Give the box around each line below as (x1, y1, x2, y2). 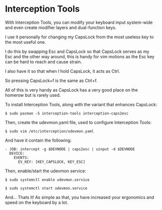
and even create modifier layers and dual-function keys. (5, 24, 117, 30)
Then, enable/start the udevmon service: (5, 168, 87, 174)
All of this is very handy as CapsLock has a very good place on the (5, 87, 138, 93)
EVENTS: (14, 155, 29, 160)
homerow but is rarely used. (5, 92, 61, 98)
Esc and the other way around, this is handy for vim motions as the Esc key (5, 53, 155, 59)
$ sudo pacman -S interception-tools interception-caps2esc (5, 111, 129, 116)
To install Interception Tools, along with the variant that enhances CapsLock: (5, 101, 157, 107)
